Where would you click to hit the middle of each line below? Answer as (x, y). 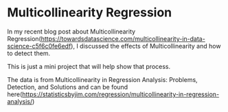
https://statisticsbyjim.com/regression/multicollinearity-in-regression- (121, 94)
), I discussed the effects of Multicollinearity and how (146, 46)
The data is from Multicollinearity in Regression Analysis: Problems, (102, 79)
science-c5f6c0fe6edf (39, 46)
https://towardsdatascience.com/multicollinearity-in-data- (123, 38)
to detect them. (28, 53)
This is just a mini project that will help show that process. (89, 66)
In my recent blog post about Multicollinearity (71, 31)
